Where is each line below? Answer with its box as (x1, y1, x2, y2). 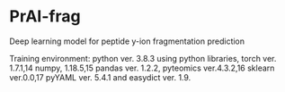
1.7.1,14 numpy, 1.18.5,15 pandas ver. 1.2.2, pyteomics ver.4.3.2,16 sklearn (9, 63, 275, 73)
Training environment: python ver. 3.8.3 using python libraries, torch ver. (9, 53, 277, 63)
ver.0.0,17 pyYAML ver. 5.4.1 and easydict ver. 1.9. (9, 71, 191, 82)
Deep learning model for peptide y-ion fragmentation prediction (9, 36, 245, 46)
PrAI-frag (9, 6, 81, 27)
